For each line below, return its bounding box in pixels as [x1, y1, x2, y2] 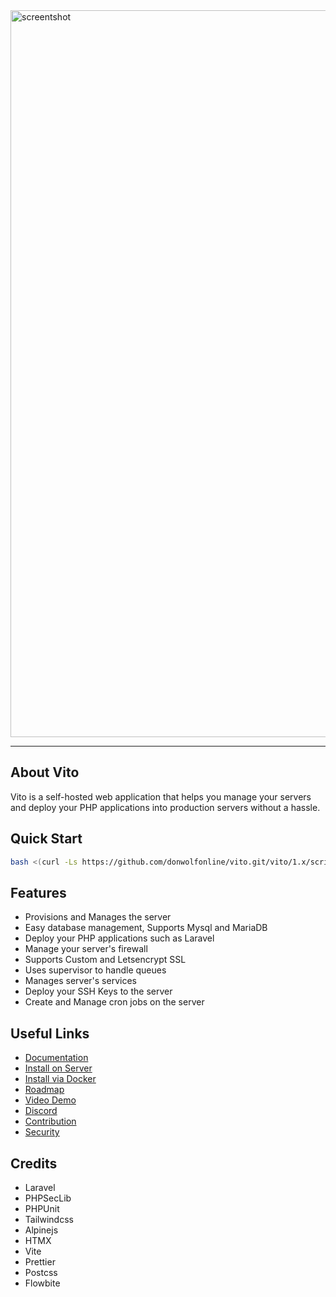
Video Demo [24, 1094, 77, 1106]
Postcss [24, 1266, 58, 1278]
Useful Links [10, 1025, 90, 1042]
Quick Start [10, 830, 83, 848]
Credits [10, 1155, 58, 1172]
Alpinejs [24, 1224, 59, 1236]
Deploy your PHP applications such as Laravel [24, 932, 215, 944]
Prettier [24, 1255, 56, 1268]
